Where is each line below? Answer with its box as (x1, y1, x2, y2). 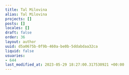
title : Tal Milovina (5, 7, 48, 12)
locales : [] (5, 26, 30, 31)
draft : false (5, 30, 32, 35)
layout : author (5, 39, 36, 44)
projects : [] (5, 16, 32, 21)
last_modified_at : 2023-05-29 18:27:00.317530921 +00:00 (5, 62, 125, 67)
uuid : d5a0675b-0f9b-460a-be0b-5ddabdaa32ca (5, 44, 98, 49)
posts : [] (5, 21, 26, 26)
